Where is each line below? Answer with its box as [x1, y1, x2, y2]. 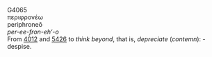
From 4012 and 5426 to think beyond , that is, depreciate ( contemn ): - [7, 35, 206, 43]
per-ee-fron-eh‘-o [7, 27, 59, 36]
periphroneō [7, 21, 43, 28]
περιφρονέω [7, 13, 44, 21]
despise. [7, 43, 32, 50]
